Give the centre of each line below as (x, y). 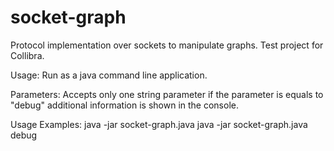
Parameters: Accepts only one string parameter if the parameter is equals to (167, 94)
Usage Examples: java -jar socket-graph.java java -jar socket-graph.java (159, 124)
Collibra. (27, 55)
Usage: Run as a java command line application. (109, 75)
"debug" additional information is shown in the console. (124, 105)
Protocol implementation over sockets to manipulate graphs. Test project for (167, 45)
